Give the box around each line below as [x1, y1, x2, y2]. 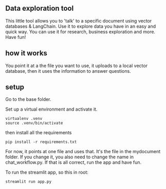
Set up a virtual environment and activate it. [5, 106, 98, 112]
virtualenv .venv [5, 116, 43, 121]
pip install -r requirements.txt [5, 139, 77, 145]
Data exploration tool [5, 4, 74, 13]
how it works [5, 49, 48, 58]
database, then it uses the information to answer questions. [5, 68, 131, 74]
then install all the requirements [5, 130, 72, 136]
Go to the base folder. [5, 96, 51, 102]
